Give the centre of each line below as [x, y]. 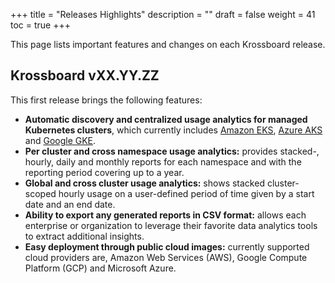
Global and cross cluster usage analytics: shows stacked [144, 183]
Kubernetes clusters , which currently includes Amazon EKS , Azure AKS [173, 130]
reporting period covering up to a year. [104, 172]
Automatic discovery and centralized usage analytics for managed [166, 119]
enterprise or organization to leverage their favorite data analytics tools [171, 225]
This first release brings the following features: [106, 100]
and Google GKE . [60, 140]
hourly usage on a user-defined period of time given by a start [186, 193]
